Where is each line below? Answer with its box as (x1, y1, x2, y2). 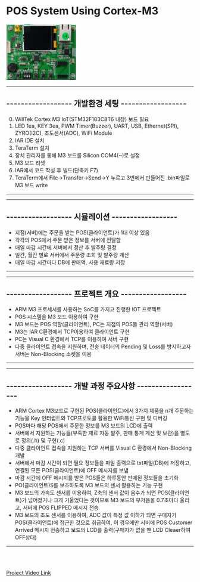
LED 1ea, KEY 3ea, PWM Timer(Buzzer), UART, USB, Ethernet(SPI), (14, 122, 179, 129)
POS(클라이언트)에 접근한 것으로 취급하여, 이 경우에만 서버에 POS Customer (14, 519, 193, 526)
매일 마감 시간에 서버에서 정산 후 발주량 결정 (14, 243, 117, 251)
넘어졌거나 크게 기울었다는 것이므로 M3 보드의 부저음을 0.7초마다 (27, 497, 179, 504)
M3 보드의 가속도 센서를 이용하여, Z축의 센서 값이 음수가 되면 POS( (14, 489, 171, 496)
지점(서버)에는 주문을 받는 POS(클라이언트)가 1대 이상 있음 (14, 228, 150, 236)
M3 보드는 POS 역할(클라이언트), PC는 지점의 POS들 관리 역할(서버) (14, 321, 173, 328)
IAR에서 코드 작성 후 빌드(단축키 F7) (14, 166, 98, 174)
